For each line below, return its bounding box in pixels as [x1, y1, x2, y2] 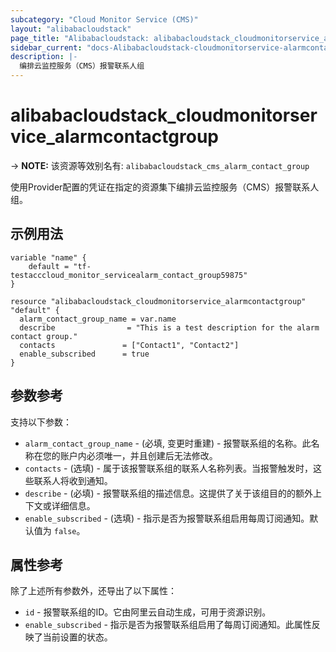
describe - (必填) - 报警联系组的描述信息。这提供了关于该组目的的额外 [24, 487, 313, 499]
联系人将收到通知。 [33, 474, 113, 486]
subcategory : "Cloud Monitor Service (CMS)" [10, 14, 199, 25]
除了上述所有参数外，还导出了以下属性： [10, 585, 177, 597]
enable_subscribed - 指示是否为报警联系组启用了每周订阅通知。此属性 [24, 619, 312, 631]
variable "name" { [10, 252, 87, 263]
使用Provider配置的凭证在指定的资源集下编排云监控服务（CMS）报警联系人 [10, 181, 320, 193]
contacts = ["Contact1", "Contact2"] [19, 340, 240, 350]
